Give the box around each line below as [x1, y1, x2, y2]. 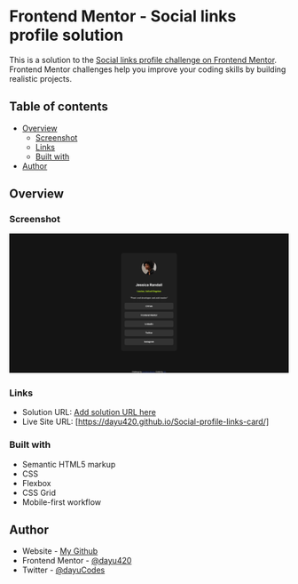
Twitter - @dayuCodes [21, 564, 106, 575]
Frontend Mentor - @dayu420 [21, 556, 132, 566]
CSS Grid [21, 487, 56, 498]
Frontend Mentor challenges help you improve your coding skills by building [9, 64, 286, 75]
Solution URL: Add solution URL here [21, 407, 157, 418]
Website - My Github [21, 546, 98, 556]
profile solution [9, 25, 124, 45]
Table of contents [9, 100, 108, 115]
